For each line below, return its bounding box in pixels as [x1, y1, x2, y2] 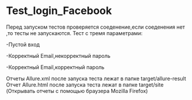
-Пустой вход [6, 41, 40, 48]
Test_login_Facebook [6, 4, 112, 18]
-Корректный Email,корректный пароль [6, 63, 105, 71]
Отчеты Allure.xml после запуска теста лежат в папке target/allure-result [6, 75, 186, 82]
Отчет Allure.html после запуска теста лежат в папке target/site [6, 81, 164, 88]
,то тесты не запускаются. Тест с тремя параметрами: [6, 29, 143, 36]
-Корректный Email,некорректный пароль [6, 52, 111, 59]
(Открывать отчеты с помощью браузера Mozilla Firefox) [6, 87, 148, 94]
